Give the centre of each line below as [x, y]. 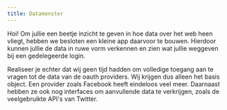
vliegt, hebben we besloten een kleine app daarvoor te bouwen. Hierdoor [112, 41]
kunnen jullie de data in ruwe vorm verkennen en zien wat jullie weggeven [113, 48]
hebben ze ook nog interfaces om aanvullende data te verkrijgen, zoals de [113, 91]
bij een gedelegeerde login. [46, 56]
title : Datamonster [35, 14]
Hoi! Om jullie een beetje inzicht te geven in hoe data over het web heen [110, 33]
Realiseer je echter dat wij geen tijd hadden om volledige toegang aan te [110, 69]
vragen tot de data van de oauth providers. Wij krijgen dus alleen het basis [113, 77]
